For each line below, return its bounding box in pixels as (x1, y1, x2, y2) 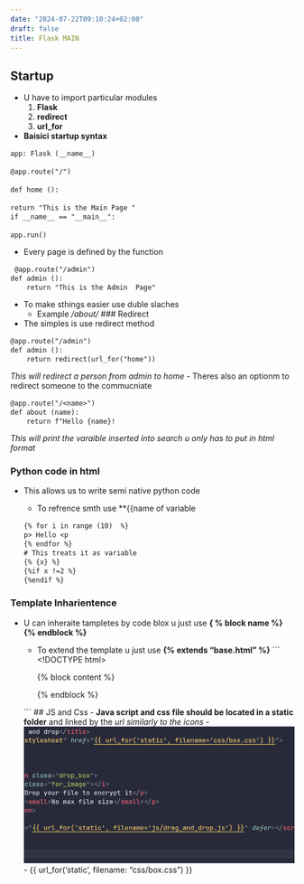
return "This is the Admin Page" (26, 283, 156, 293)
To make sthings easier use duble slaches (23, 299, 180, 310)
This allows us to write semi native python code (23, 485, 201, 496)
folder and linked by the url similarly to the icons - (23, 716, 210, 727)
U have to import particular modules (23, 92, 158, 103)
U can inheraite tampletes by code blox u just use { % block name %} (23, 617, 283, 628)
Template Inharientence (10, 597, 117, 609)
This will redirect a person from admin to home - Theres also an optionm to (10, 371, 290, 381)
